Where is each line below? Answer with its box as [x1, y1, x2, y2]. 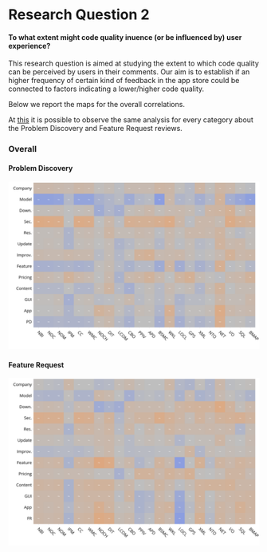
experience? [8, 41, 51, 50]
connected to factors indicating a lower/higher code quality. [8, 84, 205, 93]
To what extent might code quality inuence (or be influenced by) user [8, 32, 242, 42]
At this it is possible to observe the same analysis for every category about [8, 115, 253, 125]
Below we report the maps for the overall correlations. [8, 100, 186, 109]
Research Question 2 [8, 6, 150, 24]
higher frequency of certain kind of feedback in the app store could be [8, 76, 240, 85]
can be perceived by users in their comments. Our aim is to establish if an [8, 67, 250, 77]
